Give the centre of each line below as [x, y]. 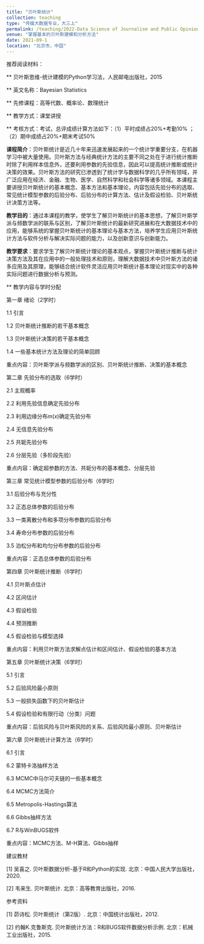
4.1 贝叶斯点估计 [26, 584]
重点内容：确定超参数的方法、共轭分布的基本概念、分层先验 [81, 468]
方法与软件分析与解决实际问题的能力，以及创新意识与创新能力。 [91, 238]
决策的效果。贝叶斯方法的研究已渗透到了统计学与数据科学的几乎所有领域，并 [102, 172]
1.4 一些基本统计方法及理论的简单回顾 [53, 351]
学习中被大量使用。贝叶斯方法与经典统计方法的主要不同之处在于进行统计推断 [102, 156]
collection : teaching [34, 18]
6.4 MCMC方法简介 [30, 791]
